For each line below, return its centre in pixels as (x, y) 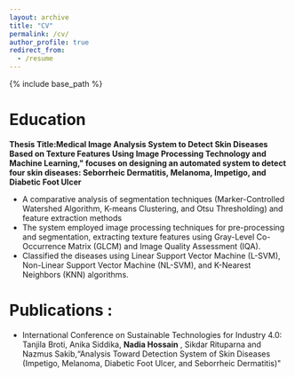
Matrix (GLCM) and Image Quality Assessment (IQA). (164, 246)
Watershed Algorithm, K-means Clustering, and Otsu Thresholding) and (152, 208)
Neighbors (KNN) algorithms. (75, 274)
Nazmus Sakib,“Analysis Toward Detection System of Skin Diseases (146, 353)
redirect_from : (37, 51)
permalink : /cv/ (39, 34)
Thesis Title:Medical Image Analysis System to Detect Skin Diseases (139, 144)
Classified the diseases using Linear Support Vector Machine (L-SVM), (151, 255)
